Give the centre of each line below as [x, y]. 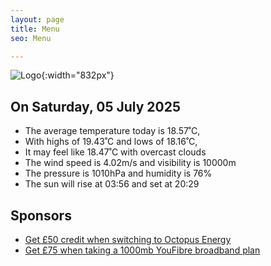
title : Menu [35, 29]
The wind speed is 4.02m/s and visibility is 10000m [130, 163]
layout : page [37, 19]
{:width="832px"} [78, 75]
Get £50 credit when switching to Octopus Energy [128, 239]
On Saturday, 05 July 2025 [95, 106]
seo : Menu [31, 38]
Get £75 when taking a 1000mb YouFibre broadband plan [142, 250]
